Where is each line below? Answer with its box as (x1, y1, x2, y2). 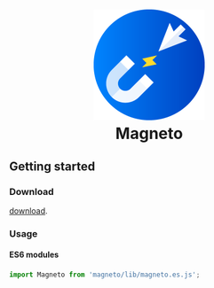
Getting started (9, 159, 96, 174)
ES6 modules (9, 249, 59, 261)
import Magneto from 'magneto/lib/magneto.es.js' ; (9, 270, 201, 279)
